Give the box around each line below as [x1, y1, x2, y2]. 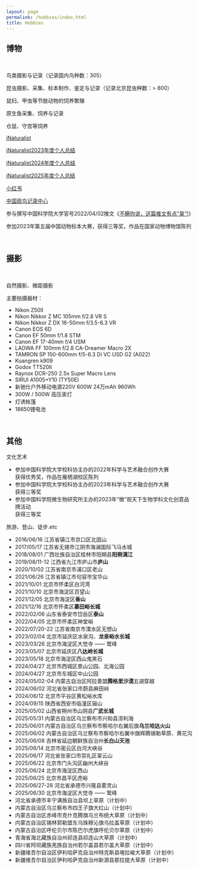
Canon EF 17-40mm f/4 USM [14, 338, 86, 345]
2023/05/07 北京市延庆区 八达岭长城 [14, 647, 103, 654]
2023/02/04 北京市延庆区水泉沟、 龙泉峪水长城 [14, 632, 130, 640]
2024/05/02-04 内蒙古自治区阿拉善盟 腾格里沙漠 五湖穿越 [14, 677, 155, 684]
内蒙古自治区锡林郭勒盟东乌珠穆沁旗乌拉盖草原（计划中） [14, 819, 156, 826]
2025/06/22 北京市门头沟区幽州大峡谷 [14, 759, 109, 766]
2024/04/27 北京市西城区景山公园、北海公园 [14, 662, 125, 669]
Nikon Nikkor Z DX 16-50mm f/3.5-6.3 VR [14, 319, 116, 326]
